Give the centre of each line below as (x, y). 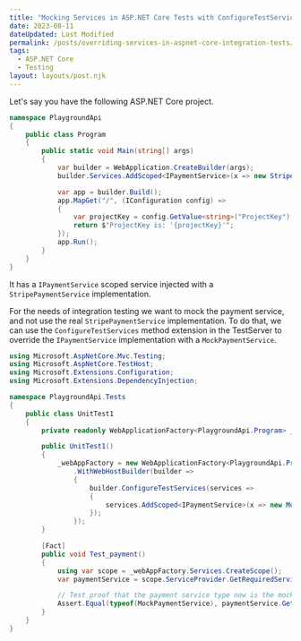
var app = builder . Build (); (110, 192)
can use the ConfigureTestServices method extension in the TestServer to (146, 330)
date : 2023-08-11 (42, 26)
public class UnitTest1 (70, 414)
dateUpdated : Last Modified (62, 34)
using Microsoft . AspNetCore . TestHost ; (82, 364)
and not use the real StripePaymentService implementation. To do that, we (146, 320)
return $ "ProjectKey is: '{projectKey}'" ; (154, 226)
